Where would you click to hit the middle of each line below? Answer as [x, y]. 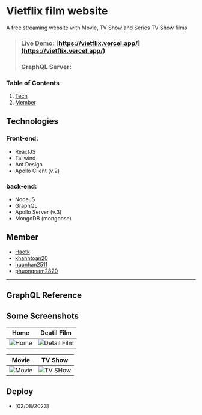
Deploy [20, 392]
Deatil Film [56, 333]
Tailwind [25, 158]
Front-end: [22, 138]
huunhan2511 [31, 264]
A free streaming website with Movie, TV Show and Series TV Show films [97, 28]
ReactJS [25, 151]
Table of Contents [33, 83]
